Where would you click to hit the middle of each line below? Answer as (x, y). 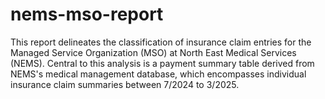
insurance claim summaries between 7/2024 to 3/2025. (125, 84)
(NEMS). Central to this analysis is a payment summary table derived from (162, 63)
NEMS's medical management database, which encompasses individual (158, 74)
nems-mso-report (87, 14)
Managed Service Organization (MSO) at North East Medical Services (153, 52)
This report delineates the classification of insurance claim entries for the (161, 42)
